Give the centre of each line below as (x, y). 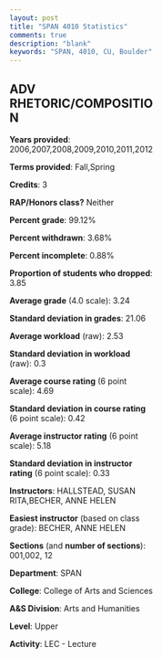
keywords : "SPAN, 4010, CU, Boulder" (81, 52)
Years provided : (40, 139)
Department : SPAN (46, 573)
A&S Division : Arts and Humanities (75, 608)
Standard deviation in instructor (71, 463)
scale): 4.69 (32, 390)
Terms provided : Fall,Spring (62, 166)
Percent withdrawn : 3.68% (61, 238)
